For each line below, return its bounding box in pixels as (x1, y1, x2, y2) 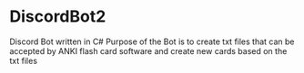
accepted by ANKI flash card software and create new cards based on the (9, 45, 288, 56)
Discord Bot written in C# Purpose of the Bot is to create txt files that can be (9, 36, 295, 47)
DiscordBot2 (9, 6, 106, 27)
